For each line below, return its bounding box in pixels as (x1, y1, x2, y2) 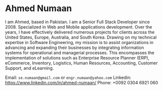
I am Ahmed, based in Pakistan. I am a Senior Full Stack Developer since (5, 19, 150, 25)
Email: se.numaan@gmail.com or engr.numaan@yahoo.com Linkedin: (5, 75, 131, 80)
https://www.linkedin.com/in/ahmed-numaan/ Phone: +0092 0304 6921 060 (5, 79, 158, 85)
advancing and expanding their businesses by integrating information (5, 45, 145, 50)
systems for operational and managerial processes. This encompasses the (5, 49, 155, 56)
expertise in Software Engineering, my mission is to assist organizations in (5, 39, 154, 45)
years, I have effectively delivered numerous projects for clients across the (5, 29, 155, 35)
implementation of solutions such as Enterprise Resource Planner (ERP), (5, 55, 150, 60)
